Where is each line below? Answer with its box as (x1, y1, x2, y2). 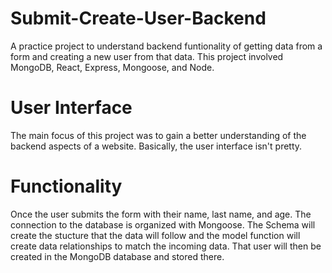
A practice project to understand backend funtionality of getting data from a (10, 40, 323, 52)
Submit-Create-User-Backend (10, 7, 267, 30)
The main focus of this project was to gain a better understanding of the (10, 129, 307, 141)
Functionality (10, 175, 123, 198)
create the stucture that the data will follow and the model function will (10, 229, 301, 241)
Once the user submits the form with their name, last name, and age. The (10, 208, 312, 220)
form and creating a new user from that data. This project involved (10, 50, 284, 62)
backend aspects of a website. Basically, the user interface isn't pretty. (10, 140, 303, 152)
